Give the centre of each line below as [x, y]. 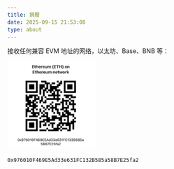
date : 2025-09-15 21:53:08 [46, 22]
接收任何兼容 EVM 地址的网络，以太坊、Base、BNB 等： [88, 51]
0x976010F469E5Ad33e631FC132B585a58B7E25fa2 [73, 160]
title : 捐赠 [23, 15]
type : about [24, 29]
